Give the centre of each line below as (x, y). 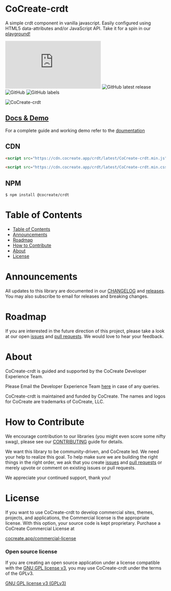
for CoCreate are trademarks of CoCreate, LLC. (55, 401)
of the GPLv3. (20, 574)
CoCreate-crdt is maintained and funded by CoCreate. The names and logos (85, 396)
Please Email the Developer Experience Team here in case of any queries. (83, 386)
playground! (18, 34)
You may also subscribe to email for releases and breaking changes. (77, 296)
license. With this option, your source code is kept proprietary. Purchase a (83, 523)
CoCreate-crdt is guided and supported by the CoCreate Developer (76, 371)
